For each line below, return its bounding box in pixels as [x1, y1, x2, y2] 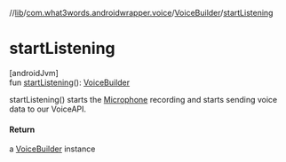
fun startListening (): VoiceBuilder [9, 77, 131, 88]
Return [9, 124, 36, 135]
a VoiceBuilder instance [9, 143, 96, 154]
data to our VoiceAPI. [9, 104, 87, 114]
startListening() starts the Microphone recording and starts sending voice [9, 94, 278, 104]
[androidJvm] [9, 67, 60, 78]
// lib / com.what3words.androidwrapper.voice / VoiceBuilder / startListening [9, 8, 274, 18]
